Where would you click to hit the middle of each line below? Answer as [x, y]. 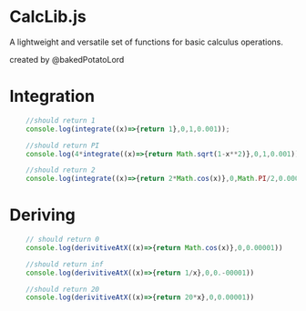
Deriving [42, 215]
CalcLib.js [48, 17]
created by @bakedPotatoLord [67, 59]
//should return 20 [63, 289]
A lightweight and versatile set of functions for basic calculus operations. [147, 42]
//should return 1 [61, 120]
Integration [52, 96]
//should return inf [65, 264]
